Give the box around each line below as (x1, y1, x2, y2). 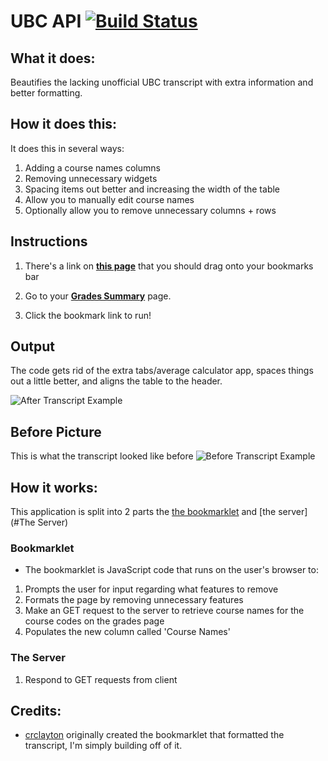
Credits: (10, 703, 62, 720)
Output (10, 338, 55, 355)
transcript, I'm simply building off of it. (24, 740, 183, 752)
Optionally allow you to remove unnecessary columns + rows (24, 204, 277, 216)
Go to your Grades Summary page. (24, 290, 172, 302)
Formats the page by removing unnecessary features (24, 594, 244, 606)
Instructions (10, 233, 88, 250)
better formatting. (10, 87, 83, 99)
